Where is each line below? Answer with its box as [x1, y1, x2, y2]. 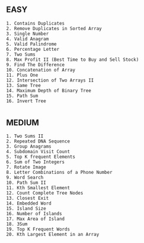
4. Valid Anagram [6, 35, 49, 42]
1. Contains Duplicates [6, 20, 65, 26]
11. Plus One [6, 72, 39, 78]
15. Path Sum [6, 93, 39, 99]
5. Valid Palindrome [6, 41, 57, 47]
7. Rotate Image [6, 164, 46, 170]
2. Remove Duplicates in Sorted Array [6, 25, 102, 31]
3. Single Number [6, 31, 49, 37]
